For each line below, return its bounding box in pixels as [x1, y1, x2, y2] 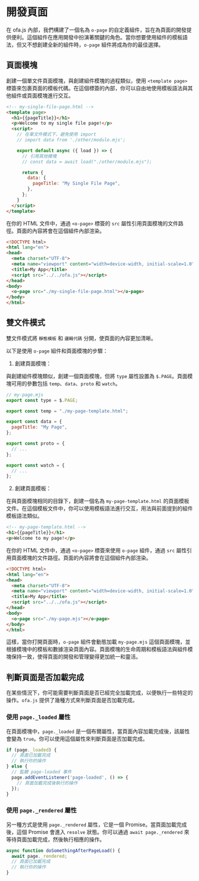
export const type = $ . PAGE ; [6, 397, 78, 403]
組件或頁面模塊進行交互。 [11, 92, 74, 99]
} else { [6, 763, 28, 770]
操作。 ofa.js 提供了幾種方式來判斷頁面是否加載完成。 [6, 697, 138, 704]
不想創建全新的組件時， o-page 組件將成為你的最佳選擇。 [26, 41, 164, 48]
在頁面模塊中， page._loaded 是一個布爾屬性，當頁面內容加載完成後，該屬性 [6, 728, 190, 735]
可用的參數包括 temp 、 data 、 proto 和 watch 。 [11, 380, 121, 387]
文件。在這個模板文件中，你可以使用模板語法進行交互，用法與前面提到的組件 [6, 505, 193, 512]
